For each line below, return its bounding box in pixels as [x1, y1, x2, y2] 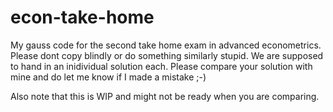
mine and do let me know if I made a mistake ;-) [10, 71, 207, 83]
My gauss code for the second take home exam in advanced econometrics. [10, 39, 322, 51]
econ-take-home [10, 6, 155, 29]
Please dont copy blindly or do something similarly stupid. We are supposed [10, 49, 324, 61]
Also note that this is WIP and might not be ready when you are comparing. [10, 90, 320, 102]
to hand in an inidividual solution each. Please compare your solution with [10, 60, 313, 72]
